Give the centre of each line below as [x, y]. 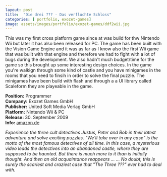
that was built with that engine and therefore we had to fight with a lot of [80, 54]
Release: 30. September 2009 [37, 117]
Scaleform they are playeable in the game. [49, 86]
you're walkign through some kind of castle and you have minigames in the [83, 70]
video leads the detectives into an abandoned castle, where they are [77, 148]
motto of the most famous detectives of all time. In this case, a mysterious [82, 143]
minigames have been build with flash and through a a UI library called [78, 81]
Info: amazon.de [22, 123]
